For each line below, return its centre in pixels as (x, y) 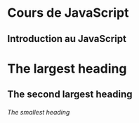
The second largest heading (70, 95)
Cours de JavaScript (68, 13)
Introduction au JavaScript (67, 39)
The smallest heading (39, 112)
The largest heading (67, 68)
